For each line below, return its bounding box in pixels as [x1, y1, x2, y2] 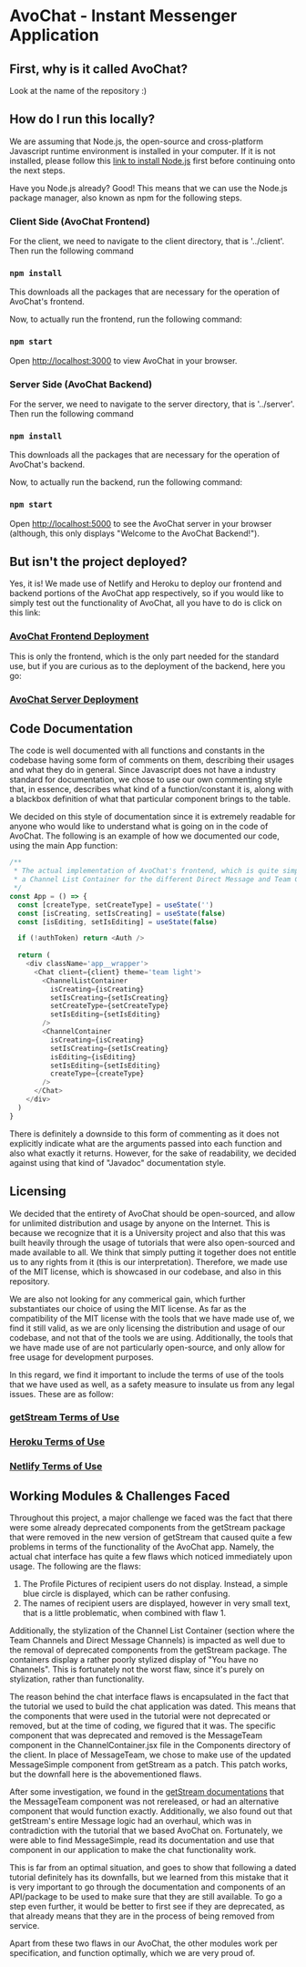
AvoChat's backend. [9, 459, 86, 470]
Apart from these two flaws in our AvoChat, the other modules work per [9, 1938, 278, 1949]
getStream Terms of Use [9, 1411, 120, 1424]
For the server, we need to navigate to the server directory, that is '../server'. [9, 398, 295, 409]
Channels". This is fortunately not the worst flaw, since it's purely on [9, 1664, 265, 1675]
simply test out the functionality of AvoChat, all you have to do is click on [9, 598, 282, 609]
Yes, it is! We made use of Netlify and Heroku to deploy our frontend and [9, 578, 282, 589]
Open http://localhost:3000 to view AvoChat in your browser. [9, 355, 238, 366]
